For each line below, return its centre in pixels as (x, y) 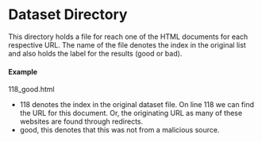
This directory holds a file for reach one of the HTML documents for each (128, 36)
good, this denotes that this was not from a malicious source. (119, 130)
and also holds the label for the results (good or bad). (95, 53)
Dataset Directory (68, 15)
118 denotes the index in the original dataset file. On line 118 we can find (137, 105)
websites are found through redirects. (81, 121)
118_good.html (31, 90)
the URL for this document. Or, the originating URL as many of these (131, 113)
